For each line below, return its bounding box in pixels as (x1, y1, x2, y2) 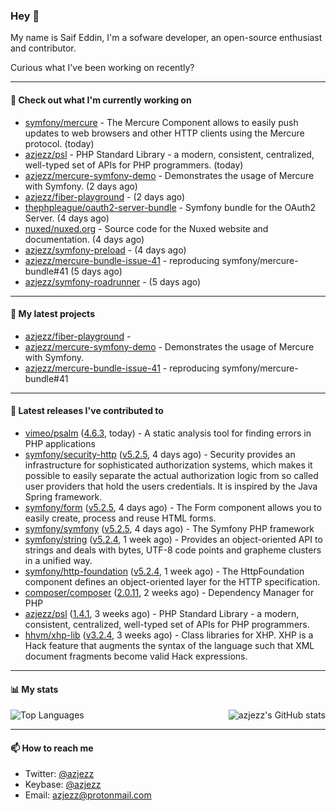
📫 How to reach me (10, 742, 94, 754)
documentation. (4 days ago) (24, 233, 145, 245)
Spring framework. (24, 490, 103, 503)
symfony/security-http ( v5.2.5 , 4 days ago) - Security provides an (24, 448, 296, 460)
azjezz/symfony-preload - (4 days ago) (24, 244, 187, 256)
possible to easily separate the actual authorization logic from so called (24, 469, 319, 481)
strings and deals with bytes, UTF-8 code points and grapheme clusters (24, 544, 322, 556)
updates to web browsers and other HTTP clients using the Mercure (24, 127, 305, 139)
